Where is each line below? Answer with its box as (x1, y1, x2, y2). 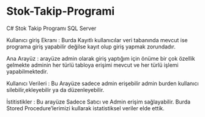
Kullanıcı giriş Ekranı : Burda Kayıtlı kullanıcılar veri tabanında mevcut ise (6, 36, 188, 43)
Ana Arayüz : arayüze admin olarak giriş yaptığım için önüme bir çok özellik (6, 55, 196, 62)
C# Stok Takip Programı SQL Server (6, 25, 97, 32)
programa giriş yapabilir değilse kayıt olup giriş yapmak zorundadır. (6, 43, 176, 50)
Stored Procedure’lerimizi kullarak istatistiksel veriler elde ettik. (6, 104, 165, 111)
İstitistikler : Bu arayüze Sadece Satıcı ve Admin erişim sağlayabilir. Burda (6, 98, 191, 105)
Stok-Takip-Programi (6, 4, 115, 18)
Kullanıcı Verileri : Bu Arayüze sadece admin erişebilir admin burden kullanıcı (6, 80, 199, 87)
